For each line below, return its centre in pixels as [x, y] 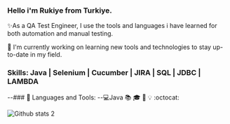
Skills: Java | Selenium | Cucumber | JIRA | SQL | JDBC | [104, 73]
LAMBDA [23, 81]
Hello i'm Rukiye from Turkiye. [60, 11]
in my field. [46, 55]
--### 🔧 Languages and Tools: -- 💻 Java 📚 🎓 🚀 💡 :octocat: [94, 97]
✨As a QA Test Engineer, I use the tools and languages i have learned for [112, 26]
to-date [18, 55]
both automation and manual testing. [60, 34]
